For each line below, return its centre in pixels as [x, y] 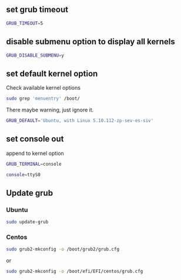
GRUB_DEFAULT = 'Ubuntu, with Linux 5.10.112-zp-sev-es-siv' [80, 121]
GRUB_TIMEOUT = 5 [25, 23]
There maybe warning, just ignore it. [50, 110]
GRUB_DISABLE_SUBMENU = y [35, 55]
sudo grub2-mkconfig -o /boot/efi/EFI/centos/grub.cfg [75, 271]
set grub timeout [37, 10]
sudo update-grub [27, 222]
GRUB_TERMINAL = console [34, 164]
